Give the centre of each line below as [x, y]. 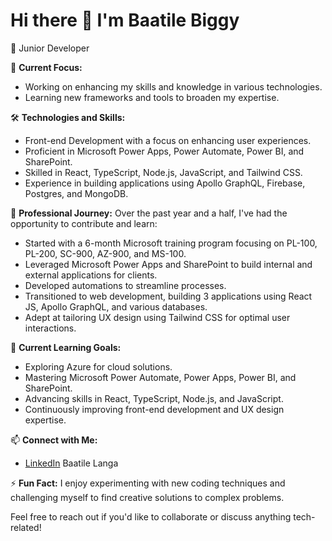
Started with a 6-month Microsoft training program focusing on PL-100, [171, 243]
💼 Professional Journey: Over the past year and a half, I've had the [149, 213]
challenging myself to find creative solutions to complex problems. [147, 497]
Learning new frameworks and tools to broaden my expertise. [152, 97]
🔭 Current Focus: [46, 67]
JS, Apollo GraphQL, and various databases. [116, 306]
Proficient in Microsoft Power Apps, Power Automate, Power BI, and [164, 151]
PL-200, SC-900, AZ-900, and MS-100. [105, 253]
